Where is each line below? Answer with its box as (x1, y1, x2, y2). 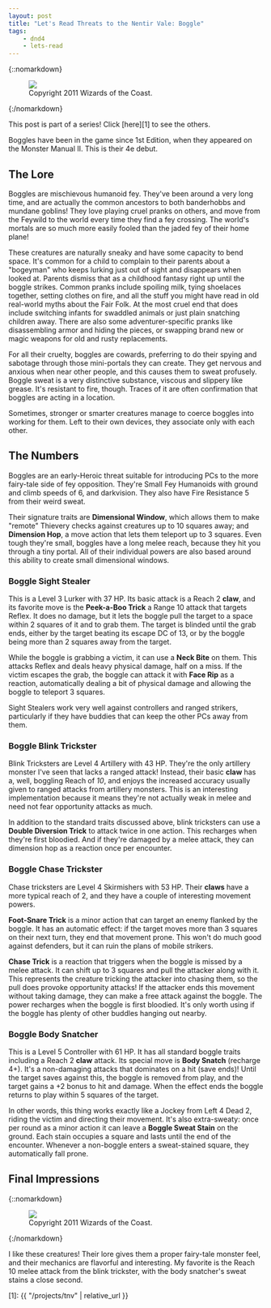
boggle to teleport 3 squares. (8, 687, 105, 697)
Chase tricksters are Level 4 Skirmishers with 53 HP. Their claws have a (8, 881, 249, 892)
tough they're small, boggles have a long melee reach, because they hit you (8, 538, 261, 547)
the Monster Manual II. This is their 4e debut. (8, 144, 158, 154)
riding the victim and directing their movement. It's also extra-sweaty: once (8, 1114, 259, 1124)
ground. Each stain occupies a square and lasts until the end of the (8, 1131, 231, 1141)
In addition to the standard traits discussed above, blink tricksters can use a (8, 817, 260, 827)
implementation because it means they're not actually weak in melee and (8, 793, 252, 803)
